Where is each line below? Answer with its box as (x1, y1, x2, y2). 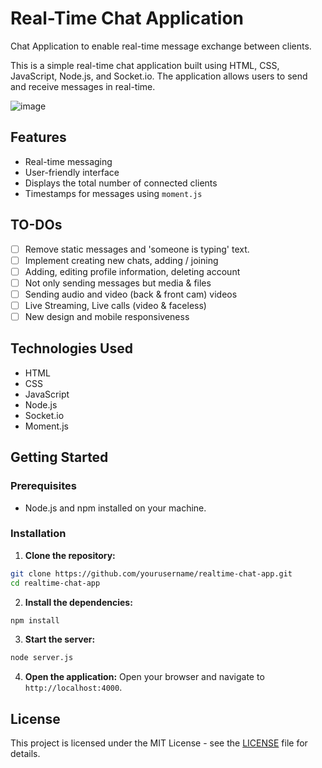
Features (10, 129, 67, 146)
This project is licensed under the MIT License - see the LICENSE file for (10, 737, 308, 749)
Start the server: (24, 633, 96, 646)
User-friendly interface (24, 166, 120, 178)
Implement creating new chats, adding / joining (24, 254, 219, 266)
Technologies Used (10, 340, 133, 357)
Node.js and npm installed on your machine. (24, 502, 207, 514)
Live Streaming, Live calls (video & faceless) (24, 299, 207, 311)
